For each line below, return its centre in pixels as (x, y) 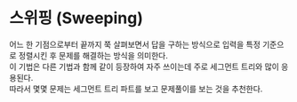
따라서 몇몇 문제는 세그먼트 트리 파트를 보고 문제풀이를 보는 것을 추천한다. (136, 89)
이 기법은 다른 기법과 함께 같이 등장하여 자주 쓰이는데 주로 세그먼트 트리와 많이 (144, 67)
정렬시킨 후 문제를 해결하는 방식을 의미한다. (93, 55)
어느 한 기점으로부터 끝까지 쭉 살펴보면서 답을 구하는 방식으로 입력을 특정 (135, 44)
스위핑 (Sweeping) (76, 18)
